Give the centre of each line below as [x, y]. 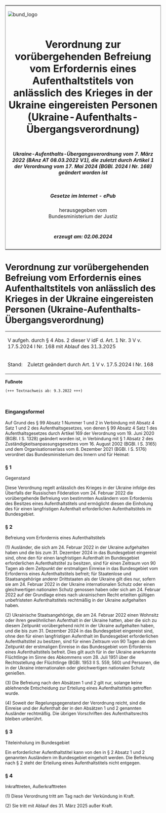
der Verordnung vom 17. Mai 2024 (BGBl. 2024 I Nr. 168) [83, 166]
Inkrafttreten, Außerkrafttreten [36, 786]
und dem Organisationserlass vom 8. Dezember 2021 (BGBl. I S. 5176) [76, 449]
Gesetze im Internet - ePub [83, 196]
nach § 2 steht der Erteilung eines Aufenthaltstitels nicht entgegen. [73, 763]
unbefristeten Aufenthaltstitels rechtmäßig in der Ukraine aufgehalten [76, 600]
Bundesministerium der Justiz [83, 217]
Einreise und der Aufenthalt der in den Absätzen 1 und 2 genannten [73, 708]
